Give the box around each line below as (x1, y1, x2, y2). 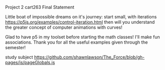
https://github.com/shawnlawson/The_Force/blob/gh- (34, 54, 145, 60)
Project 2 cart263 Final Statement (5, 4, 75, 10)
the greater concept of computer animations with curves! (5, 24, 123, 30)
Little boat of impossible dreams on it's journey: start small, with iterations (5, 14, 157, 19)
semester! (5, 45, 26, 50)
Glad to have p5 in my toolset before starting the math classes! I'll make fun (5, 34, 161, 40)
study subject (5, 54, 33, 60)
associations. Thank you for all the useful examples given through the (5, 39, 148, 45)
